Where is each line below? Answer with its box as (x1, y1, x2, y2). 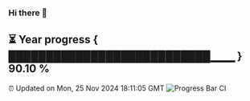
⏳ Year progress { (8, 33, 99, 46)
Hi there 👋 (8, 7, 48, 18)
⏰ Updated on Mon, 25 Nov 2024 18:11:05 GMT (8, 83, 165, 93)
